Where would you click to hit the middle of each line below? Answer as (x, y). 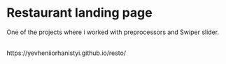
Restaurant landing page (79, 13)
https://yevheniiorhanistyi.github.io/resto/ (66, 53)
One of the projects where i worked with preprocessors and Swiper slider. (113, 32)
